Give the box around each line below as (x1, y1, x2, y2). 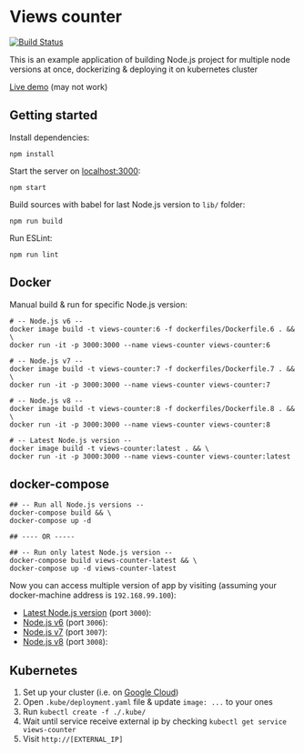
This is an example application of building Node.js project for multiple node (9, 54, 291, 65)
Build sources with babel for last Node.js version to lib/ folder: (9, 198, 246, 210)
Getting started (9, 107, 98, 124)
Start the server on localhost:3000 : (9, 166, 141, 176)
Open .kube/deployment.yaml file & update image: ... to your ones (22, 697, 273, 708)
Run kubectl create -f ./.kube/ (22, 707, 147, 718)
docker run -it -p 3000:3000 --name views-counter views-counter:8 (9, 420, 271, 429)
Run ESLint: (9, 232, 53, 243)
